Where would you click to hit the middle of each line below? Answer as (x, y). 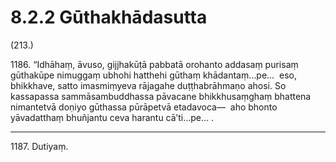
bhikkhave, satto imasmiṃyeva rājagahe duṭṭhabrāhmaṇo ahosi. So (148, 85)
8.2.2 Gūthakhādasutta (109, 17)
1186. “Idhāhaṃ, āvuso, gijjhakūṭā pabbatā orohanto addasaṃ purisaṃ (154, 64)
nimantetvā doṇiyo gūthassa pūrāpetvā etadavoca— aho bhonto (144, 107)
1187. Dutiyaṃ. (39, 146)
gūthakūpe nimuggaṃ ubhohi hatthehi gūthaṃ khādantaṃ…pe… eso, (154, 75)
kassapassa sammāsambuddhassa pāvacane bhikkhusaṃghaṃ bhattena (161, 96)
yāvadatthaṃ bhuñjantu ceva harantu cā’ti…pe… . (112, 117)
